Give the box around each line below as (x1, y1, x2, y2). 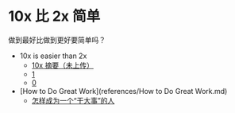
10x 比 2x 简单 (8, 7, 101, 25)
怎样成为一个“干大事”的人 (31, 95, 115, 105)
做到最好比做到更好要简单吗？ (8, 35, 106, 45)
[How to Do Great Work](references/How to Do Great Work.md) (19, 86, 228, 95)
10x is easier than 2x (19, 51, 87, 60)
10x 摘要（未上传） (31, 60, 94, 70)
